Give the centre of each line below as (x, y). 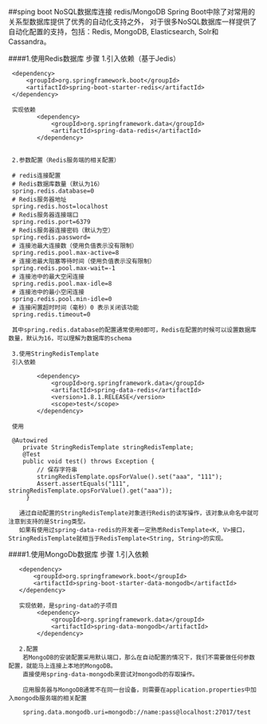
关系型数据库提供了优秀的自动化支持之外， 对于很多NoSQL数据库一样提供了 (133, 22)
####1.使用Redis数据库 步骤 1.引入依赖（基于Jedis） (94, 59)
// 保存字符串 (57, 470)
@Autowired (29, 440)
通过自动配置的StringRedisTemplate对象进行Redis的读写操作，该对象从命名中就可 (139, 513)
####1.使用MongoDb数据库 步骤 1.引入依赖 (79, 554)
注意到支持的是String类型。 (49, 522)
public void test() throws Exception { (89, 461)
